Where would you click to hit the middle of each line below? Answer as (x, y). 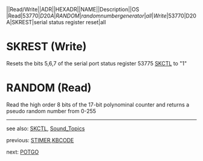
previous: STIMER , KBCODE (40, 140)
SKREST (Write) (47, 47)
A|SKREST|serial (27, 22)
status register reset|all (77, 22)
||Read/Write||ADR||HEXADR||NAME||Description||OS (73, 9)
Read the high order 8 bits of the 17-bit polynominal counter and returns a (98, 104)
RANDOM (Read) (49, 88)
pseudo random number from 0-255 (51, 111)
